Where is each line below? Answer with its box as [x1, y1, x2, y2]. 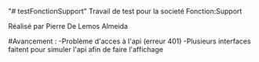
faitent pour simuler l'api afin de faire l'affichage [8, 45, 163, 53]
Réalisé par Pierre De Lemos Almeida [8, 22, 128, 30]
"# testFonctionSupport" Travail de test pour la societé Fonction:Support [8, 7, 243, 15]
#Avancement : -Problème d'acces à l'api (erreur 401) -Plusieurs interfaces [8, 36, 251, 46]
